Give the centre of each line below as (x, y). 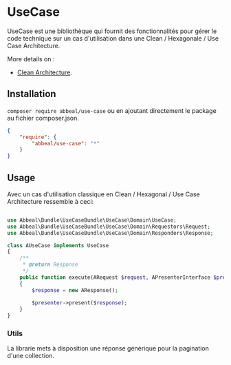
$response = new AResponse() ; (75, 290)
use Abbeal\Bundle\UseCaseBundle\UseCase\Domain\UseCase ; (92, 220)
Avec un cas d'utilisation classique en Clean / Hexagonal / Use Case (104, 194)
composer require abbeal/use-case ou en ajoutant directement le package (112, 110)
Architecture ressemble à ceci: (51, 201)
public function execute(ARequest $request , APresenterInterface (115, 277)
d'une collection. (31, 356)
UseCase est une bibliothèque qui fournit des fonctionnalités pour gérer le (112, 31)
